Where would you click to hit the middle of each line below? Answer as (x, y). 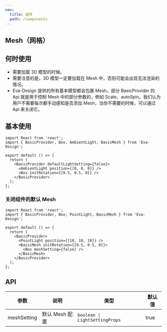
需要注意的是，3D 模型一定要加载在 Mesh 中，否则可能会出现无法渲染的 (86, 78)
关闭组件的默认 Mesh (31, 200)
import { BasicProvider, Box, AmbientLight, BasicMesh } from (71, 142)
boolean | (89, 315)
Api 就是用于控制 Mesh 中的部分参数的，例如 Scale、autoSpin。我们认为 (86, 97)
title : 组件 (21, 14)
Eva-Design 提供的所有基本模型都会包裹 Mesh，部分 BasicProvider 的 (83, 91)
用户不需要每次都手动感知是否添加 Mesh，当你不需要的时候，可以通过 (84, 103)
